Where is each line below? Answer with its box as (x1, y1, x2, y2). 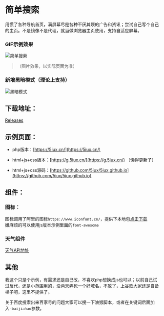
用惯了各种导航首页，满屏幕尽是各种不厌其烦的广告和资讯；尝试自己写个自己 (5, 21, 159, 27)
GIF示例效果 (5, 41, 33, 48)
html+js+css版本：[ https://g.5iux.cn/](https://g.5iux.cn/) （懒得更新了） (12, 157, 156, 163)
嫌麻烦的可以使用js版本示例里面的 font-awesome (5, 222, 99, 228)
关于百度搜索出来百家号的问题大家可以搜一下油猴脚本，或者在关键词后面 (5, 299, 150, 305)
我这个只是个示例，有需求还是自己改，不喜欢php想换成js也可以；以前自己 (5, 277, 153, 282)
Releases (5, 117, 23, 123)
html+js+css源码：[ (12, 167, 52, 173)
